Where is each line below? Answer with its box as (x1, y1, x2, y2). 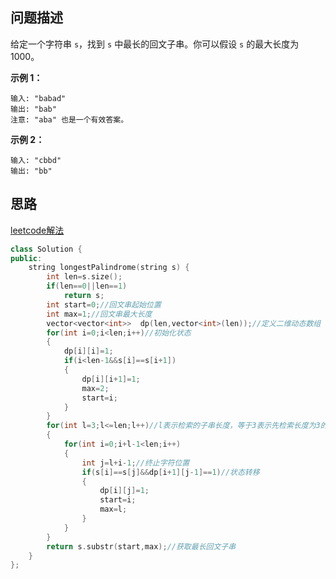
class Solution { (10, 244, 83, 254)
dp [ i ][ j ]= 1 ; (99, 486, 150, 496)
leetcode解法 (10, 224, 65, 236)
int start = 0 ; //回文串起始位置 (46, 299, 162, 310)
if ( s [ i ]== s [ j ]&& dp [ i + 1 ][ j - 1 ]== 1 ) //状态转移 (81, 467, 260, 477)
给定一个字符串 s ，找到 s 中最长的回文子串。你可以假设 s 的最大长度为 (10, 38, 300, 50)
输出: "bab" (10, 104, 57, 114)
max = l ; (99, 504, 128, 515)
